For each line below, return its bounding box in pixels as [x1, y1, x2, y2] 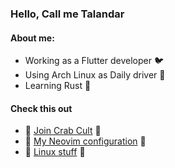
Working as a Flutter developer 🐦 [24, 55, 164, 67]
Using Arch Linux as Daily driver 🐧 [24, 69, 166, 81]
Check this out [10, 102, 73, 114]
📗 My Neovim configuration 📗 [24, 135, 147, 147]
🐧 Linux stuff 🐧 [24, 146, 86, 158]
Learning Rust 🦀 [24, 80, 92, 92]
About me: [10, 32, 55, 44]
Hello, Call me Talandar [10, 7, 125, 21]
